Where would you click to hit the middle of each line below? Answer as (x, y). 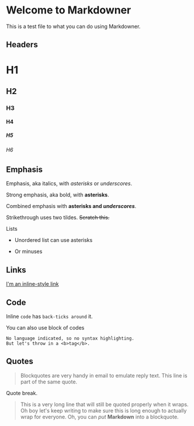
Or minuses (28, 251)
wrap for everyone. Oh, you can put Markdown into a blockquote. (100, 417)
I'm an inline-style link (32, 284)
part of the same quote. (49, 382)
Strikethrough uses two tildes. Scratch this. (58, 217)
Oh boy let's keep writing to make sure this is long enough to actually (103, 410)
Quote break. (22, 393)
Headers (22, 45)
